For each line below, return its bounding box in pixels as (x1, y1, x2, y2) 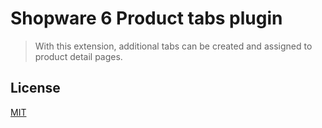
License (10, 80, 61, 97)
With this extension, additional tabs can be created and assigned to (34, 40, 313, 52)
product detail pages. (34, 50, 123, 62)
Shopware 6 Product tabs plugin (10, 7, 283, 30)
